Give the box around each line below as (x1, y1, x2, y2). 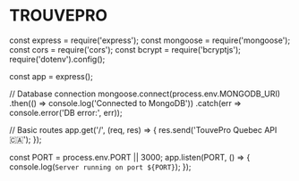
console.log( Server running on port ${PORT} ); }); (9, 161, 192, 172)
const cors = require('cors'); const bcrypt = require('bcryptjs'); (9, 44, 242, 54)
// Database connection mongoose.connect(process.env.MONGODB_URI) (9, 88, 280, 99)
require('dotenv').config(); (9, 53, 106, 64)
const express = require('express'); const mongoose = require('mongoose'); (9, 35, 291, 45)
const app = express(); (9, 70, 94, 81)
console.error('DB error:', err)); (9, 107, 123, 118)
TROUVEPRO (9, 5, 108, 26)
